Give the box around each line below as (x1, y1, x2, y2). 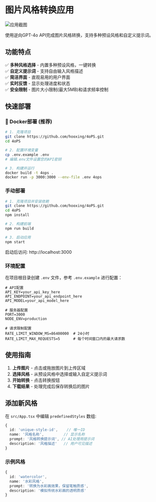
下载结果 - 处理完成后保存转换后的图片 (12, 383, 90, 389)
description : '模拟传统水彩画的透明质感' (9, 488, 87, 493)
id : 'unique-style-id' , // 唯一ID (9, 427, 85, 433)
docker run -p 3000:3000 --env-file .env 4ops (5, 175, 102, 180)
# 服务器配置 (5, 308, 28, 313)
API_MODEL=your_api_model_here (5, 298, 69, 303)
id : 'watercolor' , (9, 474, 48, 479)
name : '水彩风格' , (9, 479, 44, 484)
